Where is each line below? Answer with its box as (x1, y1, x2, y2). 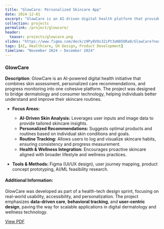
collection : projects (5, 21, 49, 26)
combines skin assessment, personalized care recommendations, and (5, 80, 145, 86)
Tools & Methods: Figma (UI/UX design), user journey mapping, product (12, 161, 158, 167)
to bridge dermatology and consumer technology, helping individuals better (5, 91, 157, 97)
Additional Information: (5, 177, 54, 183)
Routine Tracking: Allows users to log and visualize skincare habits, (19, 136, 156, 142)
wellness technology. (5, 209, 48, 215)
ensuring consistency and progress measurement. (19, 141, 121, 147)
